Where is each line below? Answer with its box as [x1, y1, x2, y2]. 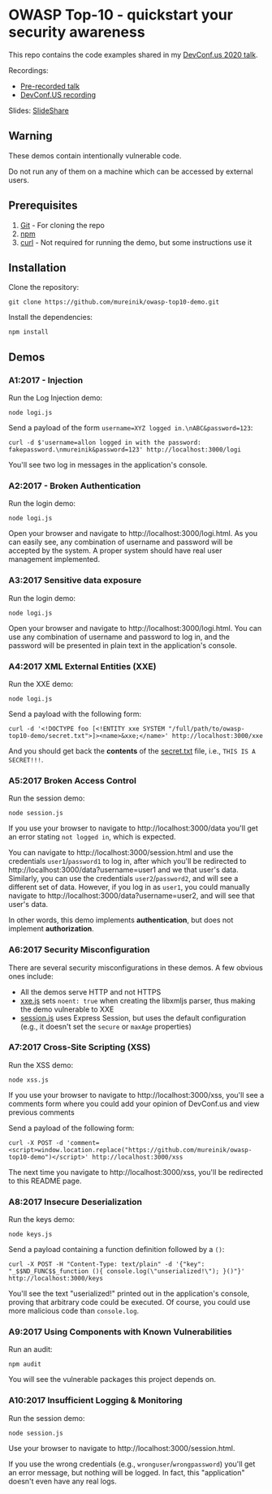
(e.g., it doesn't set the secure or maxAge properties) [19, 1021, 192, 1031]
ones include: [8, 971, 54, 981]
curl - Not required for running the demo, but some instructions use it [19, 237, 253, 247]
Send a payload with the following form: [8, 709, 142, 719]
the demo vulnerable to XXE [19, 1004, 114, 1014]
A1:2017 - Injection [8, 374, 84, 386]
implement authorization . [8, 924, 95, 934]
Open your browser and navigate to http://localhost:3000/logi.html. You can [8, 623, 262, 633]
